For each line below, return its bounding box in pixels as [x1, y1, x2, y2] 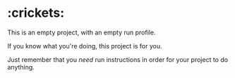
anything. [7, 63, 35, 71]
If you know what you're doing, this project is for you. [7, 41, 162, 50]
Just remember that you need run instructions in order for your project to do [7, 55, 228, 64]
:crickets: [7, 5, 65, 21]
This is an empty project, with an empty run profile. [7, 28, 156, 37]
